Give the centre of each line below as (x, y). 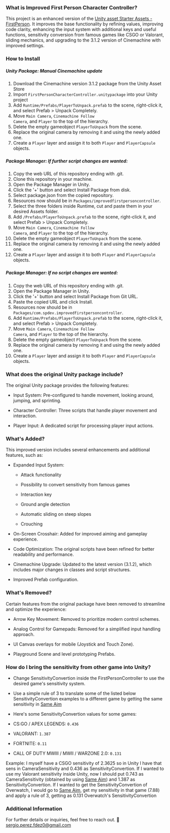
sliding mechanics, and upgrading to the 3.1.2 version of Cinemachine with (83, 40)
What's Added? (25, 439)
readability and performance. (43, 554)
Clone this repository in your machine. (53, 179)
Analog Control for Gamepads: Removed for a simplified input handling (87, 629)
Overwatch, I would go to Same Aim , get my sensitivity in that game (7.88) (83, 790)
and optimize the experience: (36, 609)
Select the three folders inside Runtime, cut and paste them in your (83, 206)
